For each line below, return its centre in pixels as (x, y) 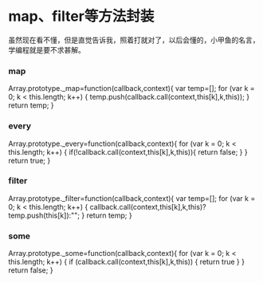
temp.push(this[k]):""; (44, 215)
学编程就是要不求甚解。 (47, 49)
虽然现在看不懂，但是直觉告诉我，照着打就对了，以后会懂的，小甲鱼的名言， (134, 40)
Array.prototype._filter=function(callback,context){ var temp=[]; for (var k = (132, 198)
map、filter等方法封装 (81, 16)
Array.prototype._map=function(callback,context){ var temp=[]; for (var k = (131, 88)
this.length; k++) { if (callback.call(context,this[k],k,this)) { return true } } (127, 262)
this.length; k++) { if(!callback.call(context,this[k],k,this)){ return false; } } (128, 151)
